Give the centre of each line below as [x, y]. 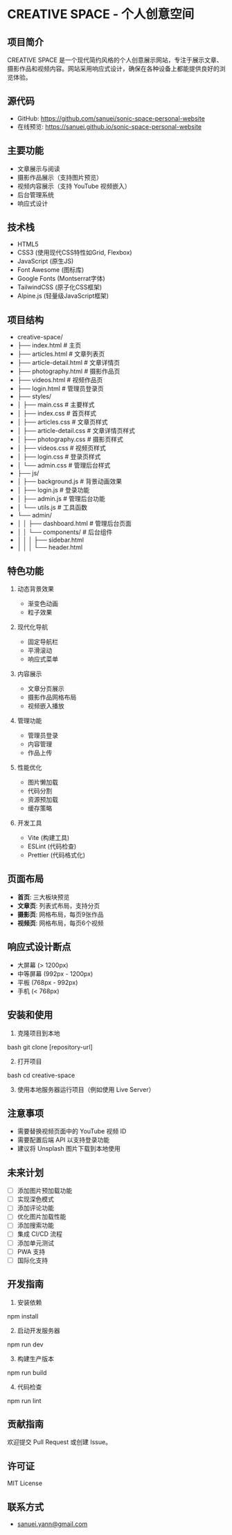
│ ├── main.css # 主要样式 [56, 405]
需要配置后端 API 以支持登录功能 [63, 1140]
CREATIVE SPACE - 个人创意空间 [101, 14]
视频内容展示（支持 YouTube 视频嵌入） [74, 186]
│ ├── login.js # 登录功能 [53, 490]
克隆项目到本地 [38, 1033]
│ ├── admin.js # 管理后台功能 [61, 499]
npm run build [27, 1372]
